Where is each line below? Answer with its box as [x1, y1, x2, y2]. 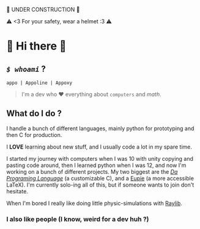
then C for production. [6, 131, 62, 138]
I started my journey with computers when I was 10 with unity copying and [6, 155, 194, 162]
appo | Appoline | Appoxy [6, 80, 72, 86]
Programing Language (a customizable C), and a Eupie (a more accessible [6, 174, 194, 182]
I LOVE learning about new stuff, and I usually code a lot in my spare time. [6, 143, 193, 150]
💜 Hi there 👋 [6, 39, 67, 53]
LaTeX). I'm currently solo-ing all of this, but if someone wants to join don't [6, 181, 194, 188]
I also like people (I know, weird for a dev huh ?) [6, 215, 149, 223]
